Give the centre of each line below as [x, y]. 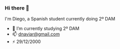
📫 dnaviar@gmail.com [36, 34]
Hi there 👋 [17, 8]
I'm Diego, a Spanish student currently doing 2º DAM [60, 19]
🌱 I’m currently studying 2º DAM [46, 28]
